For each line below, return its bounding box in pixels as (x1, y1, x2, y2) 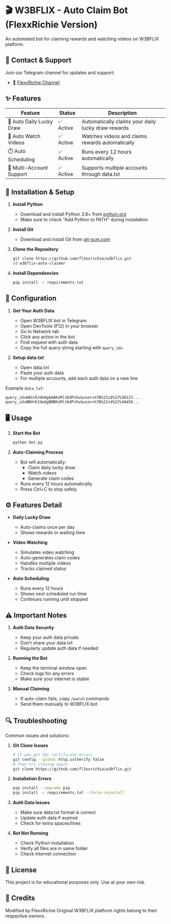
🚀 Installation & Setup (5, 188, 75, 196)
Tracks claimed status (20, 566, 67, 572)
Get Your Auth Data (12, 307, 55, 314)
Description (107, 109, 137, 116)
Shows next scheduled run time (20, 591, 87, 597)
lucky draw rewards (81, 124, 129, 131)
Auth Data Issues (12, 800, 50, 806)
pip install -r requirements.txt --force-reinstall (12, 790, 125, 795)
